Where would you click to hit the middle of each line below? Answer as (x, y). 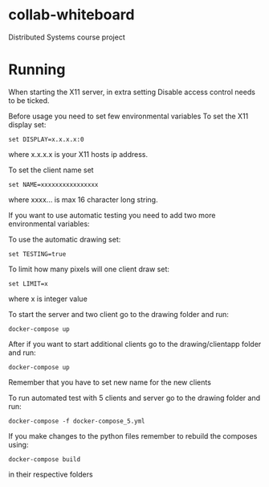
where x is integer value (48, 299)
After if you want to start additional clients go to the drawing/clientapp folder (135, 344)
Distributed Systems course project (67, 37)
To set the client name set (51, 170)
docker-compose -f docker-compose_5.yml (77, 421)
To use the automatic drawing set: (65, 239)
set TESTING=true (37, 254)
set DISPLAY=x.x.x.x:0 (46, 139)
